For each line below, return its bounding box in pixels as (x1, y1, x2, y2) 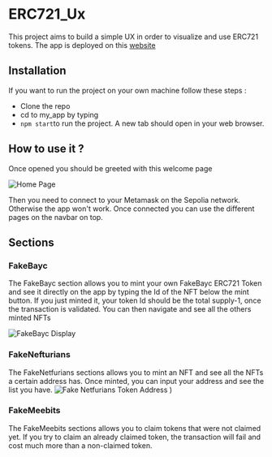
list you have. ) (8, 385, 173, 394)
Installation (8, 64, 67, 78)
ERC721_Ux (8, 5, 86, 24)
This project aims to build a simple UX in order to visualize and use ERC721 (8, 32, 258, 41)
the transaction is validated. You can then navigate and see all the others (8, 304, 252, 314)
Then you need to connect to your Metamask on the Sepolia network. (8, 195, 241, 205)
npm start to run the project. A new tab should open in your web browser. (19, 119, 265, 128)
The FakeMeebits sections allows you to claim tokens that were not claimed (8, 423, 261, 433)
